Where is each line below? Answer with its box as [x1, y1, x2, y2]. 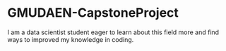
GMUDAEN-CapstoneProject [7, 5, 179, 21]
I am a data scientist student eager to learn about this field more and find [7, 28, 220, 36]
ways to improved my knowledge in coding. [7, 35, 134, 43]
